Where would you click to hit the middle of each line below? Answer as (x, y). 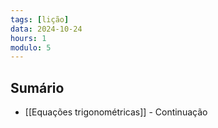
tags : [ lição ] (40, 19)
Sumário (37, 87)
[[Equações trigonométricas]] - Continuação (116, 112)
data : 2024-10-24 (46, 29)
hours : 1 (28, 38)
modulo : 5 (31, 47)
